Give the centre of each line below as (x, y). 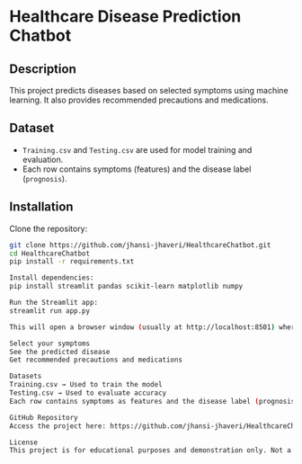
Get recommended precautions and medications (96, 360)
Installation (41, 207)
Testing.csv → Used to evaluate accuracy (88, 393)
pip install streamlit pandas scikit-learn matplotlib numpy (126, 286)
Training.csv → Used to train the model (86, 385)
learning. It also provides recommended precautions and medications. (139, 100)
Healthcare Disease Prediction (125, 17)
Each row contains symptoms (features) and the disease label (137, 169)
